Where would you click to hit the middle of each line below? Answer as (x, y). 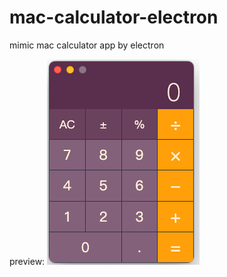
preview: (27, 261)
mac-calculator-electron (114, 17)
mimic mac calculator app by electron (87, 45)
